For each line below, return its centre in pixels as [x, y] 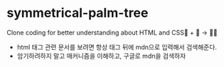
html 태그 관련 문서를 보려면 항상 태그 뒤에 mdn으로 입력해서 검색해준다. [117, 47]
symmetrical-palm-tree [78, 13]
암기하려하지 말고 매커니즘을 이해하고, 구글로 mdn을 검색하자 [101, 56]
